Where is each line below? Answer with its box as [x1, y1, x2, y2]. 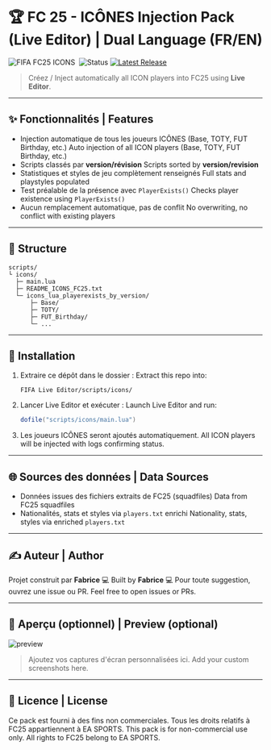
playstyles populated [19, 177, 90, 186]
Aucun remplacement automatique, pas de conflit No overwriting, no [19, 202, 248, 212]
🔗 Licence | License [8, 694, 108, 708]
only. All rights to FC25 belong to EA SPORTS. [8, 732, 161, 742]
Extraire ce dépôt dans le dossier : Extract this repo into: [19, 370, 207, 381]
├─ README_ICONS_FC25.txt [15, 285, 103, 293]
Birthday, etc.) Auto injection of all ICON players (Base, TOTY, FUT [19, 142, 241, 152]
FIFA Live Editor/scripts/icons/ [19, 386, 133, 394]
